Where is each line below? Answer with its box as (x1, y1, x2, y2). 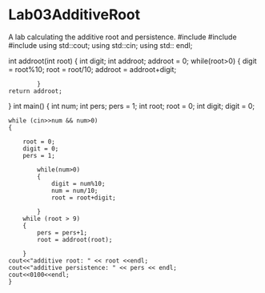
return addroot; (8, 86, 62, 95)
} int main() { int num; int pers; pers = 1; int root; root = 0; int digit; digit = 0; (8, 101, 255, 110)
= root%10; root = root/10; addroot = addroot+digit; (8, 64, 177, 74)
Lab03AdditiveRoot (8, 6, 141, 24)
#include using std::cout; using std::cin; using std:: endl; (8, 40, 193, 50)
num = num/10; (50, 187, 98, 195)
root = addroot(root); (37, 235, 113, 243)
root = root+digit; (50, 194, 116, 202)
